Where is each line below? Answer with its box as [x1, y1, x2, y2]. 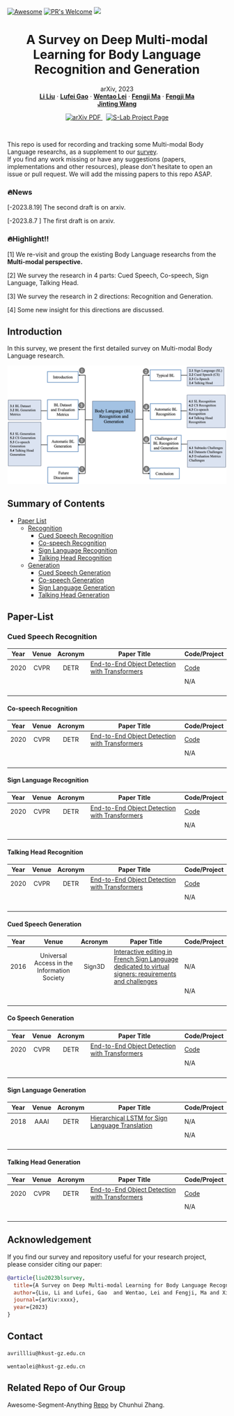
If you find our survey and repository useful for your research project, [7, 1253, 207, 1261]
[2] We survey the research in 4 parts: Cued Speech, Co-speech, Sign [7, 271, 209, 279]
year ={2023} [13, 1304, 49, 1311]
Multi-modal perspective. [7, 257, 83, 265]
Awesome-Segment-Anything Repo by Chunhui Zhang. [7, 1401, 165, 1409]
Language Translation [90, 1121, 153, 1130]
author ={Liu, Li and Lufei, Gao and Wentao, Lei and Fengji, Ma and [13, 1289, 219, 1296]
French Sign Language [114, 955, 179, 963]
